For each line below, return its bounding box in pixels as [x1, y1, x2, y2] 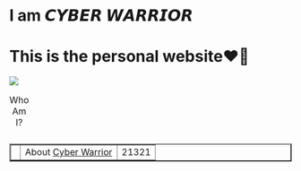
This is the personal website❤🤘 [9, 47, 250, 67]
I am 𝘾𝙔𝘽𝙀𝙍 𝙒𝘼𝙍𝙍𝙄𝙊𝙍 [9, 5, 193, 26]
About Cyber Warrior [25, 146, 113, 158]
